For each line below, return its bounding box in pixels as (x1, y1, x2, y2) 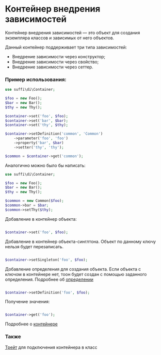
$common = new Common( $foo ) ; (5, 198, 64, 203)
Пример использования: (5, 76, 67, 83)
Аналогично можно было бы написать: (5, 162, 86, 168)
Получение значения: (5, 299, 50, 305)
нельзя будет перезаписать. (5, 243, 64, 249)
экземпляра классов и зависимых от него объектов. (5, 35, 114, 41)
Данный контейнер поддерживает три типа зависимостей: (5, 44, 127, 50)
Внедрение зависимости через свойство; (12, 59, 99, 65)
